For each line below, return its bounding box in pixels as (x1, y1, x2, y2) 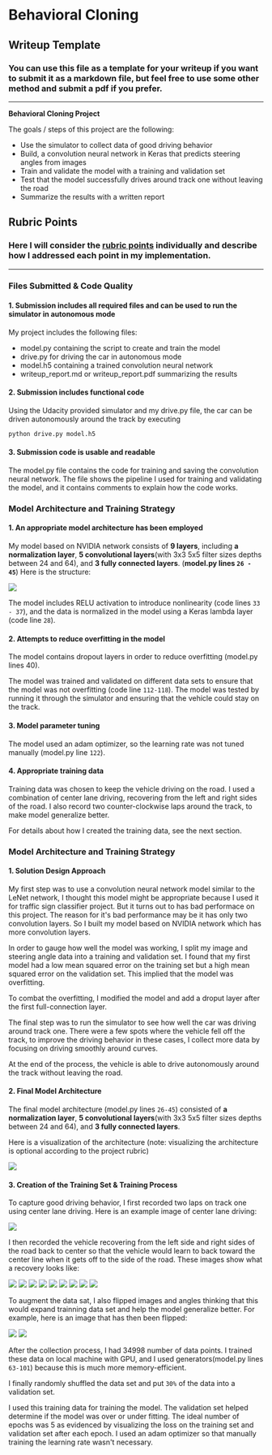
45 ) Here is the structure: (8, 567, 91, 577)
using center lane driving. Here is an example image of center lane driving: (8, 1207, 257, 1216)
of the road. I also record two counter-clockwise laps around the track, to (8, 801, 253, 811)
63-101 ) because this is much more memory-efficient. (8, 1362, 187, 1373)
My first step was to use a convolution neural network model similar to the (8, 883, 255, 894)
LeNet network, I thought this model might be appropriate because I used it (8, 892, 259, 902)
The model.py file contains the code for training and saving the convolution (8, 465, 259, 475)
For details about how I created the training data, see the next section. (8, 826, 242, 835)
